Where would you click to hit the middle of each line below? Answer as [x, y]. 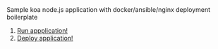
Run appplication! [42, 31]
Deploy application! [45, 38]
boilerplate [22, 17]
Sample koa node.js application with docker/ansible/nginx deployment [109, 10]
